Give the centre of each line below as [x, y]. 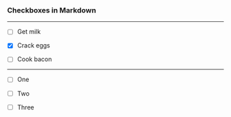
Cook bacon [34, 59]
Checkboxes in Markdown [52, 10]
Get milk [29, 32]
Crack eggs [33, 45]
